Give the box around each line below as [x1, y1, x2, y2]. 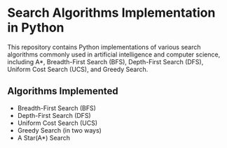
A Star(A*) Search [17, 133, 70, 142]
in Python [7, 20, 64, 36]
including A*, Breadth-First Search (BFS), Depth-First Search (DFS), [7, 57, 204, 66]
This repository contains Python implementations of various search [7, 43, 201, 51]
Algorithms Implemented [7, 85, 119, 97]
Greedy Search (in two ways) [17, 126, 102, 134]
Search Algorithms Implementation [7, 5, 216, 21]
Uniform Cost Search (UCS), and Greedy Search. [7, 65, 149, 73]
